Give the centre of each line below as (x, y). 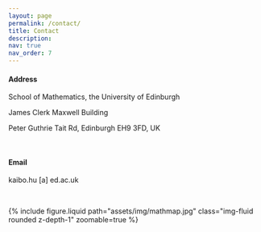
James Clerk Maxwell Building (58, 113)
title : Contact (34, 31)
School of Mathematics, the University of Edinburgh (94, 97)
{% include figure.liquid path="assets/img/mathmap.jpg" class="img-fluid (131, 211)
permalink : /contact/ (45, 23)
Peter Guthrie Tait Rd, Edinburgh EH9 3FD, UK (85, 128)
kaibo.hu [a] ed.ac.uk (43, 180)
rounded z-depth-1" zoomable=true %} (73, 220)
